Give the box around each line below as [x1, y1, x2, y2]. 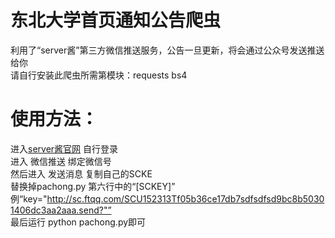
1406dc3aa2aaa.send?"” [10, 204, 112, 216]
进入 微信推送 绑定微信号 [10, 155, 112, 167]
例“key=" [10, 192, 48, 205]
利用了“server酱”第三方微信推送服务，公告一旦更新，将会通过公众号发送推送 [10, 44, 325, 56]
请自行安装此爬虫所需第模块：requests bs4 [10, 69, 188, 81]
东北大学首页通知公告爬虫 [10, 9, 222, 32]
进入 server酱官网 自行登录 [10, 142, 119, 155]
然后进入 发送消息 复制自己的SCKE [10, 167, 153, 180]
